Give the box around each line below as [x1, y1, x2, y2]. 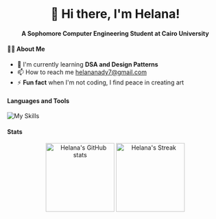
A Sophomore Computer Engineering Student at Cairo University [21, 29, 209, 37]
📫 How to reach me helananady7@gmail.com [16, 68, 147, 76]
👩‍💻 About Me [7, 45, 46, 54]
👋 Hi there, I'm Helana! [50, 6, 180, 22]
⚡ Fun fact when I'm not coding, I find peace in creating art [16, 78, 184, 87]
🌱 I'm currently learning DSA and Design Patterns [16, 60, 159, 68]
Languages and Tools [7, 96, 70, 105]
